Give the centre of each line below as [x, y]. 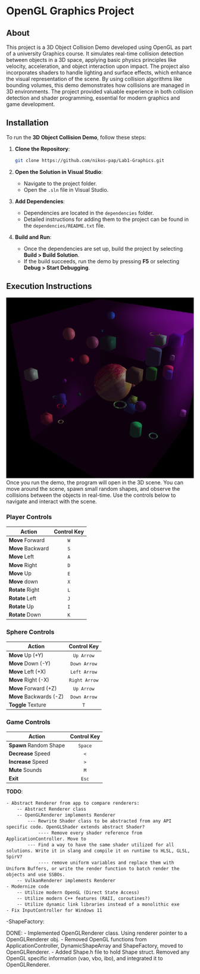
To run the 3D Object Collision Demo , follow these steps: [76, 137]
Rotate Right [24, 590]
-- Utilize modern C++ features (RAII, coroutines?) [84, 899]
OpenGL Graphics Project [70, 11]
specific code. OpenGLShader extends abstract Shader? [76, 827]
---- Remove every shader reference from [90, 833]
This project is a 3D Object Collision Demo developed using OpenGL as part [99, 47]
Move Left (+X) [27, 672]
